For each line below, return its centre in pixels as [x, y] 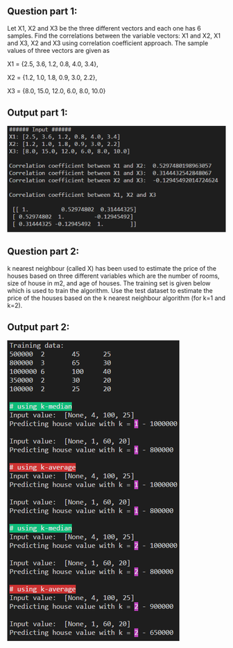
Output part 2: [38, 327]
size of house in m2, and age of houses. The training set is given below [109, 283]
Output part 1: [37, 113]
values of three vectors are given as [58, 50]
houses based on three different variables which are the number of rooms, [113, 276]
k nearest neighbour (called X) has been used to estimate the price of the [112, 268]
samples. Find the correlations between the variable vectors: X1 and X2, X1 [114, 35]
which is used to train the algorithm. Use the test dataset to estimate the [110, 290]
